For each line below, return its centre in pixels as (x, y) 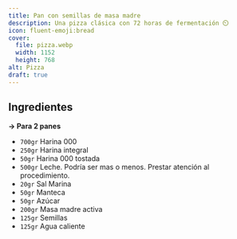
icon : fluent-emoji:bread (51, 30)
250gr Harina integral (54, 150)
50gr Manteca (42, 193)
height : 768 (36, 61)
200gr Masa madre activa (61, 210)
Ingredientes (41, 107)
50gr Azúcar (40, 201)
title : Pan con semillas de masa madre (75, 16)
